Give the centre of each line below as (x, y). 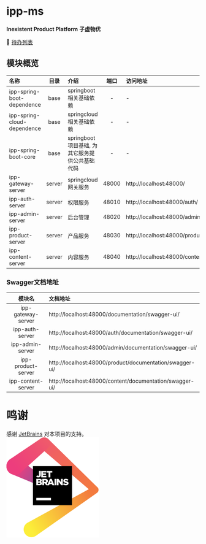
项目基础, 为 (82, 145)
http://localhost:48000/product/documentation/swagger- (122, 362)
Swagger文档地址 (33, 282)
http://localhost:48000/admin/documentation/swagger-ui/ (123, 347)
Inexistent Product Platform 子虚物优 (54, 29)
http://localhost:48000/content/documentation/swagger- (121, 381)
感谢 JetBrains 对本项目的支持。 (47, 434)
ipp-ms (25, 11)
